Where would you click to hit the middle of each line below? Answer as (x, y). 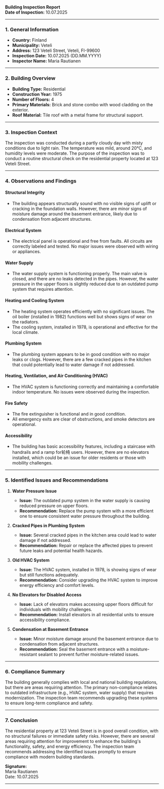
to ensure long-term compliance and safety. (49, 703)
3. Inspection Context (31, 132)
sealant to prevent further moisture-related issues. (89, 654)
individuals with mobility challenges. (56, 609)
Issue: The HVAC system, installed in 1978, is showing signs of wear (88, 569)
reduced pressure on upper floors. (54, 506)
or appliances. (26, 252)
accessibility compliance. (45, 620)
